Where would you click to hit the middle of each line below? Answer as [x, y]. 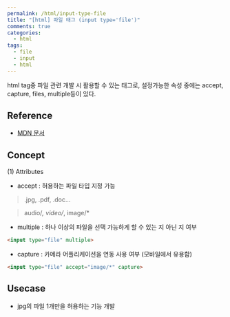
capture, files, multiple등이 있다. [52, 94]
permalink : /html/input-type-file [57, 13]
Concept [26, 155]
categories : [24, 33]
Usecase [27, 288]
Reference [30, 116]
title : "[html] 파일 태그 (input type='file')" [74, 20]
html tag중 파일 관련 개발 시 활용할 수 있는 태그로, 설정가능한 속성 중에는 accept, [115, 85]
